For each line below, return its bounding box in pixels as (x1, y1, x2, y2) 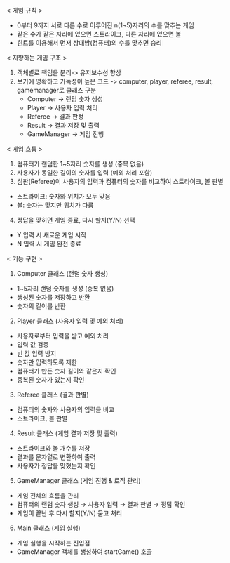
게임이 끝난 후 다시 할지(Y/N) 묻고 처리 (16, 509, 123, 517)
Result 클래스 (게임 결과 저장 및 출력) (16, 429, 119, 437)
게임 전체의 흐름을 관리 (16, 491, 79, 500)
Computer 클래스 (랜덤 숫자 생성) (16, 270, 109, 277)
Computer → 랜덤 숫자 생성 (27, 95, 103, 103)
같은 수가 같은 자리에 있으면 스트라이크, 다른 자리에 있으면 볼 (16, 30, 182, 38)
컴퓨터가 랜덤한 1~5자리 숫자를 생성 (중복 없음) (16, 160, 144, 168)
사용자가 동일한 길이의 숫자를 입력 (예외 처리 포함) (16, 168, 153, 177)
